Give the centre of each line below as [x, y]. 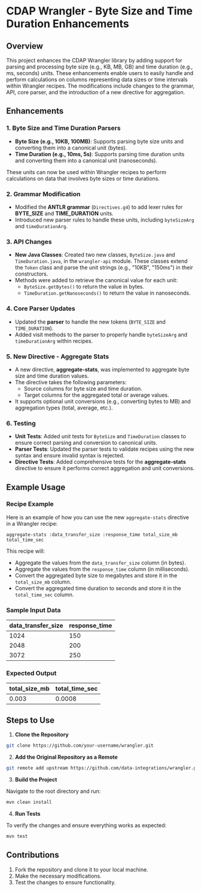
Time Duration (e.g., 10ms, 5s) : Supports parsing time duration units [100, 154]
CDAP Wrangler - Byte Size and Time [100, 11]
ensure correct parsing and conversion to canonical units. [86, 443]
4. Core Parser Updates [41, 309]
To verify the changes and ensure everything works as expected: [86, 825]
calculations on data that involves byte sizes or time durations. [83, 178]
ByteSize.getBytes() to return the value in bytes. [84, 287]
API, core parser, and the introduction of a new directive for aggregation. [96, 92]
